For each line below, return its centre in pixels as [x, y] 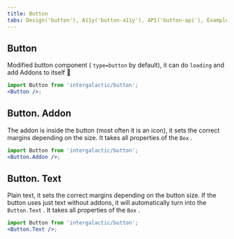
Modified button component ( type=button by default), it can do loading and [116, 65]
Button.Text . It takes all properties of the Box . [74, 210]
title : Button [28, 14]
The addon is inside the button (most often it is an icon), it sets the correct [114, 130]
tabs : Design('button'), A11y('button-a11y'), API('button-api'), [106, 20]
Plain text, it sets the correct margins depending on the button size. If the [112, 195]
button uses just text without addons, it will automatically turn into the [107, 203]
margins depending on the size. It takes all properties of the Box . [100, 137]
